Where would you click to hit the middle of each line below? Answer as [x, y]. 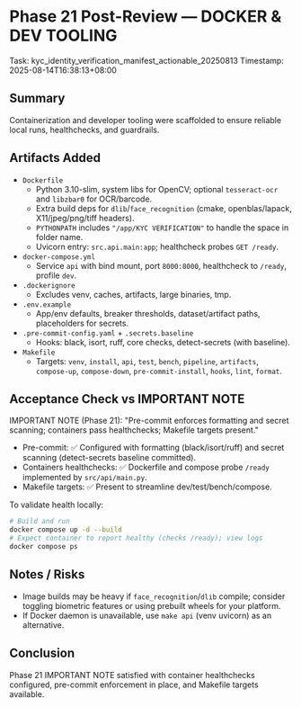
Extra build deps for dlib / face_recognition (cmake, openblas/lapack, [164, 208]
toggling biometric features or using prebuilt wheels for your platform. [151, 605]
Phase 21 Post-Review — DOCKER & [146, 17]
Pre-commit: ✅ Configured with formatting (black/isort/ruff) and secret [153, 448]
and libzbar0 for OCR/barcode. [94, 199]
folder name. [59, 237]
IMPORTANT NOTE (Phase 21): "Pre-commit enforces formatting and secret [149, 421]
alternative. [43, 625]
